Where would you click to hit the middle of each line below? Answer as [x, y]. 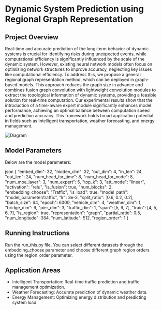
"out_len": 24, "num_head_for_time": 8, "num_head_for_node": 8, [69, 177]
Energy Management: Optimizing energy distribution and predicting [79, 297]
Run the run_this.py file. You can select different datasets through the [74, 245]
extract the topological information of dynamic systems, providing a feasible [81, 95]
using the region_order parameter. [39, 255]
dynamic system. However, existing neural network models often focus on [79, 64]
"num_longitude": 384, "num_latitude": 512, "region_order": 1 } [67, 218]
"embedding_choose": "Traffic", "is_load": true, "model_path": [67, 192]
